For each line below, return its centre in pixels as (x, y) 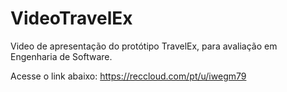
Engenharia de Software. (61, 56)
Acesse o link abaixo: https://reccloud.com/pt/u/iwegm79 (128, 76)
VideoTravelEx (71, 18)
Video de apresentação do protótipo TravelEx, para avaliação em (144, 46)
